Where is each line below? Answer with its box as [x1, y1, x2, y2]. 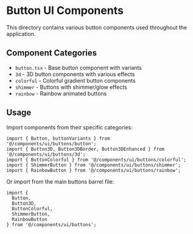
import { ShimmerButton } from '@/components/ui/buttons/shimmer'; [6, 162, 181, 168]
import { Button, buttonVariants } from [6, 135, 111, 142]
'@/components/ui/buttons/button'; [6, 140, 97, 146]
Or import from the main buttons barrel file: [6, 177, 114, 185]
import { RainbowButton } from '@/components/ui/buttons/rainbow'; [6, 167, 181, 173]
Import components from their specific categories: [6, 123, 133, 131]
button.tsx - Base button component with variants [15, 64, 142, 71]
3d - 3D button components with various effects [15, 71, 135, 78]
